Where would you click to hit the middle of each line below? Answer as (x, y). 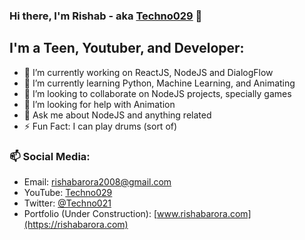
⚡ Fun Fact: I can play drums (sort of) (100, 126)
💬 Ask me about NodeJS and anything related (117, 115)
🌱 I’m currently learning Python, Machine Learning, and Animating (159, 83)
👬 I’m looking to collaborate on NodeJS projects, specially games (157, 93)
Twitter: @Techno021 (67, 203)
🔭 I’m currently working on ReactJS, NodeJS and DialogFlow (148, 72)
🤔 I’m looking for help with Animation (99, 104)
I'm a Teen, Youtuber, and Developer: (127, 48)
